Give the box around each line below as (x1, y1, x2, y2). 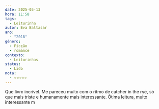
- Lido (9, 66, 23, 71)
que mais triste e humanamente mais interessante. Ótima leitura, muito (5, 94, 148, 100)
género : (5, 39, 21, 44)
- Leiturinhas (9, 57, 38, 62)
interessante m (5, 99, 35, 105)
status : (5, 62, 21, 66)
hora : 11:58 (5, 12, 29, 17)
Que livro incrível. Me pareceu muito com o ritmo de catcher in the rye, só (5, 88, 155, 94)
